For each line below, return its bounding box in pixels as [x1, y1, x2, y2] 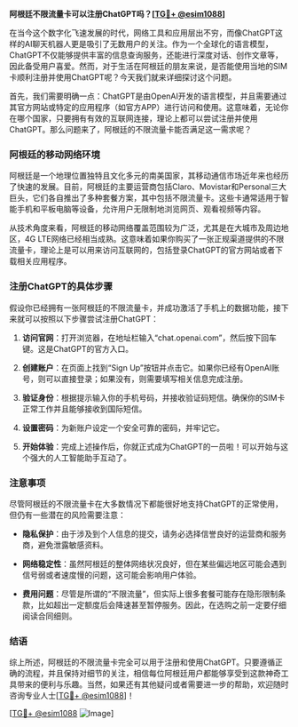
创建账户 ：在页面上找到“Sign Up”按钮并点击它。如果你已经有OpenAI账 [21, 362, 280, 372]
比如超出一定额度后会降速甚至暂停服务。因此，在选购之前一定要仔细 [37, 599, 286, 610]
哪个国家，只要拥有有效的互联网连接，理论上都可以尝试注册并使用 [16, 113, 258, 124]
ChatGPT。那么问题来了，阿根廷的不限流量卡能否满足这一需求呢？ [9, 124, 253, 134]
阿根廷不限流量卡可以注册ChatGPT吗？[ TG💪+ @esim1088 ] [9, 9, 226, 19]
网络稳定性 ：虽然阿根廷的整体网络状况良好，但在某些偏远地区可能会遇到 [21, 558, 286, 569]
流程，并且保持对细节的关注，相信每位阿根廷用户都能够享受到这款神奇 [24, 668, 281, 679]
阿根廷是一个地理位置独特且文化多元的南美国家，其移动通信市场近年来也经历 [9, 171, 289, 181]
